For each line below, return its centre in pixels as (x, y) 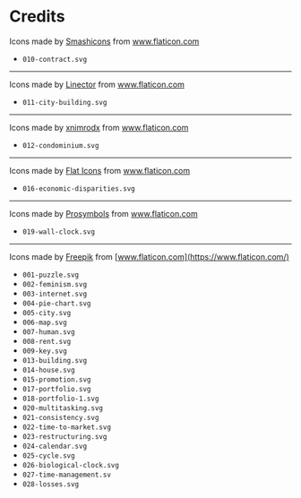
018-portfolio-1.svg (60, 399)
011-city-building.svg (64, 102)
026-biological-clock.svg (70, 465)
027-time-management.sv (67, 475)
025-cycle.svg (48, 455)
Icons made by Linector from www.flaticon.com (97, 84)
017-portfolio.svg (56, 389)
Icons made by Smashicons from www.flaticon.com (104, 41)
